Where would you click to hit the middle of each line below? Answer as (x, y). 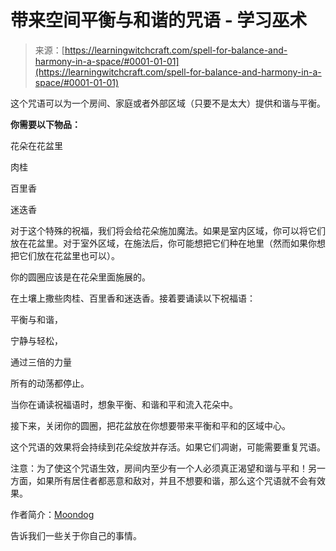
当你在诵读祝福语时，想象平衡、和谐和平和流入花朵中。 (124, 404)
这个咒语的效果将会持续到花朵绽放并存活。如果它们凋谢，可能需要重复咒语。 (168, 447)
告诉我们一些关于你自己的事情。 (76, 535)
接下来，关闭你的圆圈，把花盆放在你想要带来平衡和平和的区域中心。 (150, 425)
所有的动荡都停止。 (50, 383)
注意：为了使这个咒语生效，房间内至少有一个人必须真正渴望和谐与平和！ (159, 468)
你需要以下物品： (45, 124)
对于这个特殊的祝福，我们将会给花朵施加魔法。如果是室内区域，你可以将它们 (168, 230)
